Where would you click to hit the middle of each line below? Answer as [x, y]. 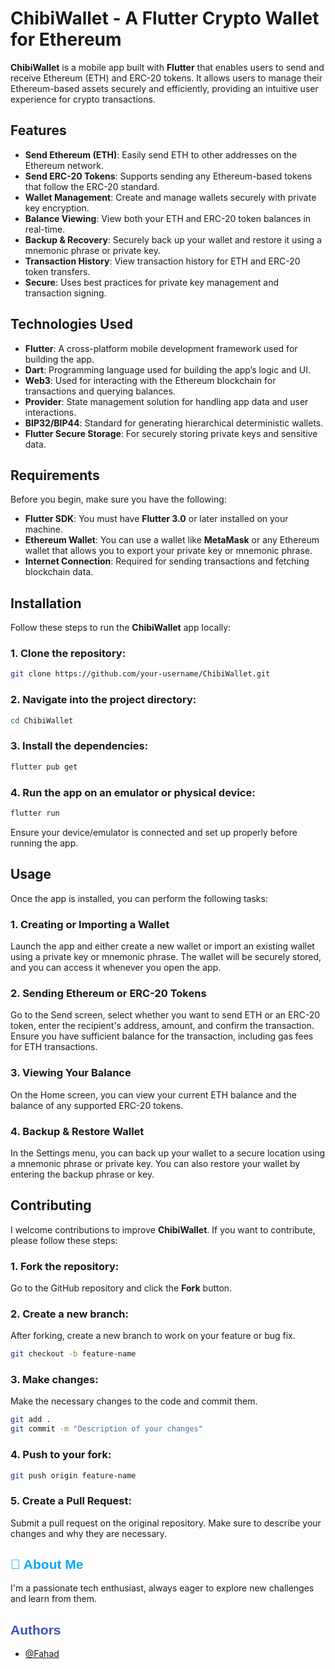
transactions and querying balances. [100, 391]
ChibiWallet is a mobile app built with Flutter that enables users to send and [167, 67]
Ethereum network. [64, 165]
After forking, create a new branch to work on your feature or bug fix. [153, 1336]
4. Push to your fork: [61, 1455]
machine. [44, 529]
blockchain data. [59, 572]
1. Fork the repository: [65, 1266]
